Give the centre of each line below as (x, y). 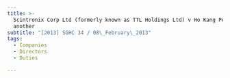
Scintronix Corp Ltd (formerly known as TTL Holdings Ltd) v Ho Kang (114, 20)
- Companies (30, 45)
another (24, 26)
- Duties (26, 58)
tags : (15, 39)
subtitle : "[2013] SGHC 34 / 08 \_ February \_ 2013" (79, 32)
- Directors (30, 52)
